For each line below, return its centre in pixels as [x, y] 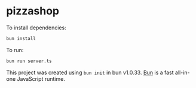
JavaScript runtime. [41, 78]
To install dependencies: [36, 28]
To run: [15, 50]
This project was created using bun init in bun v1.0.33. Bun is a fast [90, 72]
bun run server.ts [29, 61]
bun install [21, 38]
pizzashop [33, 11]
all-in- [183, 72]
